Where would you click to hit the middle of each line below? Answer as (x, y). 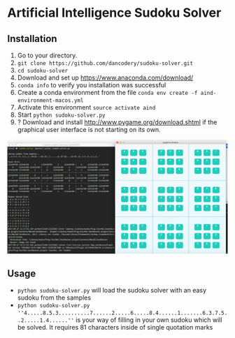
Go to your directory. (47, 55)
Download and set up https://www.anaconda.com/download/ (105, 78)
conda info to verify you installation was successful (92, 85)
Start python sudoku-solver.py (61, 115)
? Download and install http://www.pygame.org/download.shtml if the (117, 122)
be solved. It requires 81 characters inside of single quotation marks (115, 328)
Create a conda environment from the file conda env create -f (107, 93)
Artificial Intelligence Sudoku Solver (114, 13)
